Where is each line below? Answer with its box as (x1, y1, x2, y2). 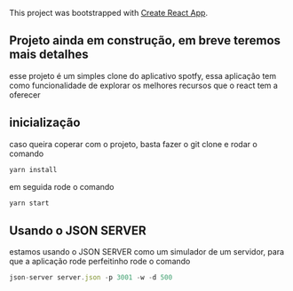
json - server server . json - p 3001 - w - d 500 (9, 273, 173, 282)
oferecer (9, 89, 41, 100)
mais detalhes (9, 47, 89, 62)
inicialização (9, 115, 81, 130)
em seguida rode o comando (9, 181, 115, 192)
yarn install (9, 165, 58, 174)
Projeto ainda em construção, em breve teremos (9, 33, 281, 48)
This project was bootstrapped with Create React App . (9, 8, 209, 18)
